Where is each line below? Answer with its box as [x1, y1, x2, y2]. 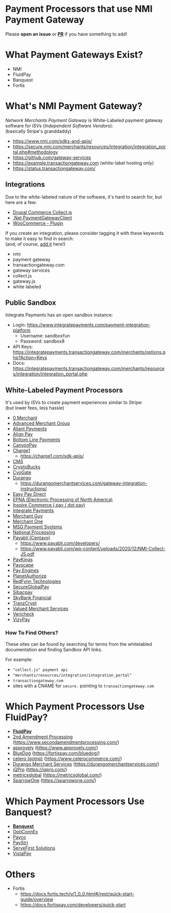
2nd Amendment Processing [12, 734, 73, 740]
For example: [5, 656, 33, 662]
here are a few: [5, 199, 37, 205]
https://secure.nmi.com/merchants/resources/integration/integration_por [12, 143, 166, 149]
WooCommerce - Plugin [12, 220, 64, 226]
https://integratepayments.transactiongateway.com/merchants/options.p [12, 349, 166, 355]
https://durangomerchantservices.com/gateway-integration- [20, 480, 148, 486]
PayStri [12, 840, 28, 846]
